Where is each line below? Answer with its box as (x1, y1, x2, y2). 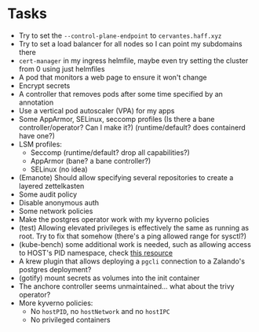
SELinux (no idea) (30, 164, 88, 174)
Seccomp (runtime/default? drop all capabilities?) (30, 147, 190, 157)
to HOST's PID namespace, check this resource (18, 248, 173, 257)
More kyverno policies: (18, 298, 93, 308)
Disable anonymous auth (18, 197, 100, 207)
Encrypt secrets (18, 80, 71, 90)
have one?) (18, 131, 56, 140)
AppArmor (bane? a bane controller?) (30, 156, 151, 165)
